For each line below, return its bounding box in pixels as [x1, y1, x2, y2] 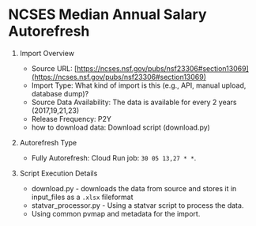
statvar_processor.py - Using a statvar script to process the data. [31, 200, 244, 210]
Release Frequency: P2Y [31, 114, 112, 123]
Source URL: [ [31, 63, 77, 73]
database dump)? [31, 89, 89, 98]
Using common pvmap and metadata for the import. [31, 209, 201, 218]
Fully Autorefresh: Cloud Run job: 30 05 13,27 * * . [31, 153, 197, 163]
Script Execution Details [19, 168, 98, 178]
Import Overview [19, 48, 75, 58]
